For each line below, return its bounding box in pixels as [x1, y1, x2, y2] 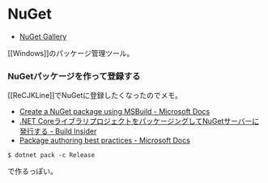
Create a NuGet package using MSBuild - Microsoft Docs [19, 107, 211, 117]
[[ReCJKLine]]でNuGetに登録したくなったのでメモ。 [7, 91, 183, 100]
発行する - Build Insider [19, 126, 97, 136]
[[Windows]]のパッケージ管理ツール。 [7, 48, 134, 57]
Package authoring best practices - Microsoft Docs [19, 135, 191, 146]
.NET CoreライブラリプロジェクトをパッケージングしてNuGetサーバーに [19, 117, 260, 126]
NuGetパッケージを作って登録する [7, 70, 141, 82]
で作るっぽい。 [7, 167, 57, 177]
